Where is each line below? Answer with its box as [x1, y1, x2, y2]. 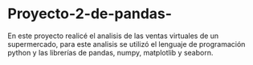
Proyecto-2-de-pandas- [7, 5, 173, 23]
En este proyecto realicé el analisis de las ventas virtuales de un [7, 31, 219, 40]
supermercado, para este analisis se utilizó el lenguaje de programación [7, 39, 246, 48]
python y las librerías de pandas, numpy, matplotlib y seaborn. [7, 48, 214, 57]
